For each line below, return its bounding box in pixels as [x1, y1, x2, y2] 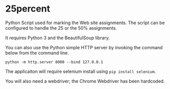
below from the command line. [5, 50, 70, 56]
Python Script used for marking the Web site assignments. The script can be [5, 20, 165, 26]
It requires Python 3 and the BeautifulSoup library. [5, 35, 110, 41]
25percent [5, 3, 50, 15]
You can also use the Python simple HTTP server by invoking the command [5, 44, 163, 50]
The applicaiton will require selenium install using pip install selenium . [5, 68, 156, 74]
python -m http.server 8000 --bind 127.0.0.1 [5, 59, 103, 64]
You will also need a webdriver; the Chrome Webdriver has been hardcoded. [5, 78, 165, 84]
